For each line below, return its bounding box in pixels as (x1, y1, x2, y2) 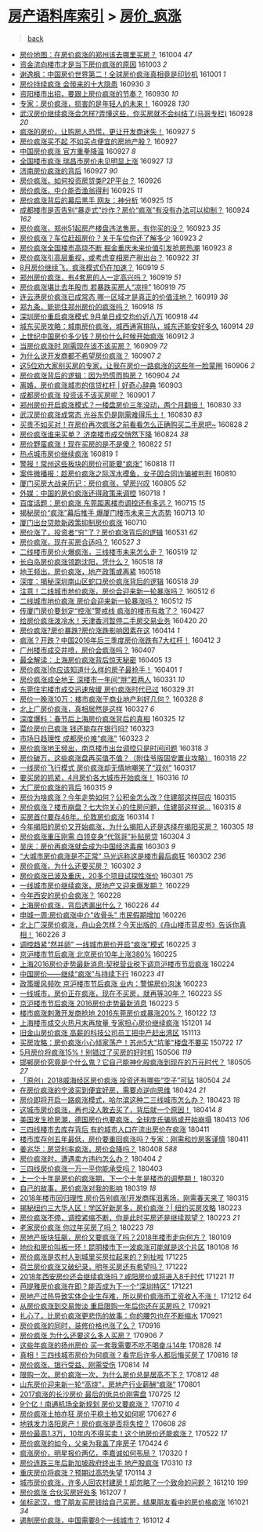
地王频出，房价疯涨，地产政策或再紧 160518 (19, 567, 161, 576)
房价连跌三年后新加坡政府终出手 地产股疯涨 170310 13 (19, 1457, 193, 1468)
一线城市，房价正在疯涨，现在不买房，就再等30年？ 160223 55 (19, 988, 222, 998)
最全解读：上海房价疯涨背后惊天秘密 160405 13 (19, 655, 172, 664)
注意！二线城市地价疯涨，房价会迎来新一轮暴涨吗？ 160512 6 (19, 586, 215, 596)
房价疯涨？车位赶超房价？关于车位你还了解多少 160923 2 (19, 233, 204, 243)
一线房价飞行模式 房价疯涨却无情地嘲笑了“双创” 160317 (19, 763, 196, 772)
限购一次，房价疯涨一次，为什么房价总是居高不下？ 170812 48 (19, 1370, 219, 1379)
